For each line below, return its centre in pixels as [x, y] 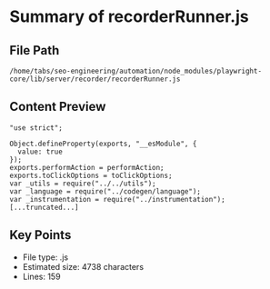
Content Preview [58, 107]
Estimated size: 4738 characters [83, 266]
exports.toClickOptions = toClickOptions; [91, 175]
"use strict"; [36, 128]
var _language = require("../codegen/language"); [105, 191]
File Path [35, 50]
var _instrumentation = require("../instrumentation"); [117, 199]
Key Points [40, 235]
